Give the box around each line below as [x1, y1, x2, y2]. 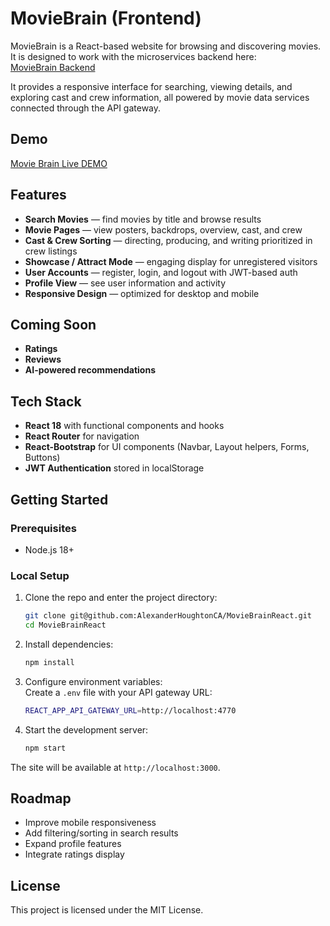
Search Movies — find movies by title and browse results [24, 213, 262, 225]
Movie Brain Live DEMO [10, 157, 108, 169]
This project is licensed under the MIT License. [10, 904, 204, 916]
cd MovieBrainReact [24, 620, 107, 631]
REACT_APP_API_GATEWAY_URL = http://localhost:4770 [24, 705, 237, 716]
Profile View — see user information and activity [24, 277, 227, 289]
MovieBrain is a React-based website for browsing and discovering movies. [10, 40, 322, 52]
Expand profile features [24, 838, 122, 850]
